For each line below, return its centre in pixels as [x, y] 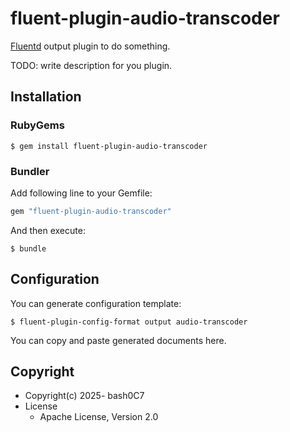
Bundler [30, 171]
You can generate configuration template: [96, 303]
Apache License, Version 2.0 [99, 417]
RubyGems [37, 125]
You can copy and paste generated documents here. [118, 340]
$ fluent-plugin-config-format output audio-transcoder [129, 322]
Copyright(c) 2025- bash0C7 [84, 396]
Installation [46, 97]
